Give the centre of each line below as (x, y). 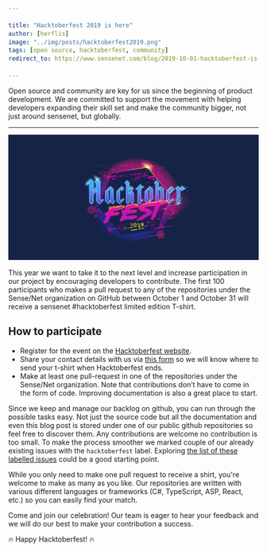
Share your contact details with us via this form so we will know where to (139, 359)
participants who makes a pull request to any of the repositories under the (130, 290)
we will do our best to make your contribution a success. (101, 523)
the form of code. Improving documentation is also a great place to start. (139, 393)
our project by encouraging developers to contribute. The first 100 (116, 281)
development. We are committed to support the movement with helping (125, 99)
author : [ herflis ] (39, 33)
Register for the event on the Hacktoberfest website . (106, 351)
